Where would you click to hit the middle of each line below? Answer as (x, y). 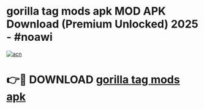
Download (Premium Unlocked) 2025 (103, 24)
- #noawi (30, 37)
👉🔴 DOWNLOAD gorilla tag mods (93, 80)
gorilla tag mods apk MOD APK (86, 11)
